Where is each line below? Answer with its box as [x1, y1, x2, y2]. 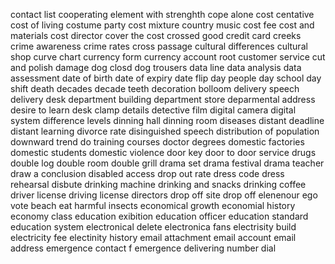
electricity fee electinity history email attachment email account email [10, 232, 297, 243]
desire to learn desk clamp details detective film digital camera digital [10, 104, 297, 116]
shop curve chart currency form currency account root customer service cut [10, 51, 326, 63]
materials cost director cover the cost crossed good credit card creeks [10, 30, 302, 41]
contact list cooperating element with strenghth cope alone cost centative [10, 9, 315, 20]
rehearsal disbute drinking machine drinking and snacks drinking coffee [10, 179, 307, 190]
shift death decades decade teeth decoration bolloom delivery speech [10, 83, 300, 94]
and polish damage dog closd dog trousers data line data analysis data [10, 62, 302, 73]
